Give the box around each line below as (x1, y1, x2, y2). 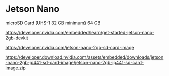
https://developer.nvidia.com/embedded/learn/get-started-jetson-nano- (5, 29, 155, 35)
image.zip (5, 65, 26, 71)
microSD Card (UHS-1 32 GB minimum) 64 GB (5, 20, 101, 26)
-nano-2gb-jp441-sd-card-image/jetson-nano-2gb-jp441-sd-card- (5, 59, 144, 65)
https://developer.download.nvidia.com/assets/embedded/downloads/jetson (5, 54, 164, 60)
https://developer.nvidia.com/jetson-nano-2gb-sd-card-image (5, 44, 134, 50)
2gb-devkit (5, 35, 29, 41)
